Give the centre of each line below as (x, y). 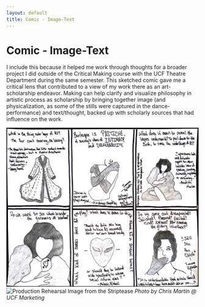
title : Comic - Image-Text (41, 19)
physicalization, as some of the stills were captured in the (78, 106)
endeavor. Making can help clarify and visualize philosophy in (114, 93)
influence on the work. (34, 119)
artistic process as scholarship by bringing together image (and (86, 100)
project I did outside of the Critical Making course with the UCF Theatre (96, 74)
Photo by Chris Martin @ (166, 291)
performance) (24, 113)
